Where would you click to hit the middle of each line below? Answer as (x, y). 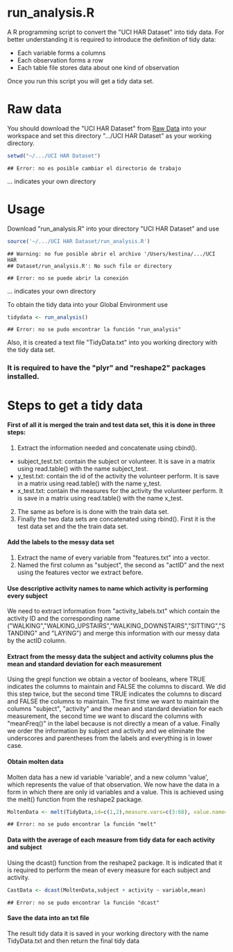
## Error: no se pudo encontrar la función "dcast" (83, 903)
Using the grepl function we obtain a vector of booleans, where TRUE (106, 679)
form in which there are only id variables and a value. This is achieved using (115, 792)
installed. (23, 376)
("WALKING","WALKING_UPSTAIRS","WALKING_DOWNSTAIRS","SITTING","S (116, 626)
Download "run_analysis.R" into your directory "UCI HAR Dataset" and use (113, 228)
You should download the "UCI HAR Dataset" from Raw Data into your (107, 128)
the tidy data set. (31, 350)
